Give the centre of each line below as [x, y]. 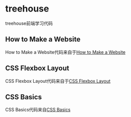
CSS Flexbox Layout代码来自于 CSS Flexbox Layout [58, 81]
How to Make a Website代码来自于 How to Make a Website [65, 52]
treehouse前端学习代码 [29, 23]
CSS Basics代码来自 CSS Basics [38, 110]
